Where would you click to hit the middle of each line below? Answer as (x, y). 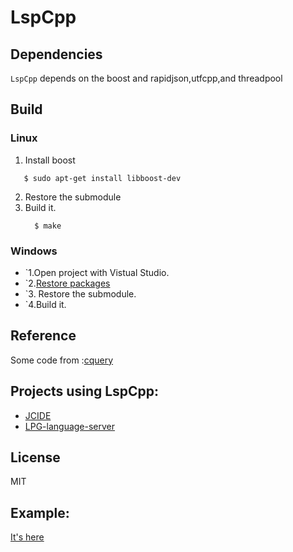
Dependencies (56, 54)
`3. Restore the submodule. (80, 293)
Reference (43, 336)
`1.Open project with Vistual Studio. (97, 272)
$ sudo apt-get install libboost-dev (102, 178)
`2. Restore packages (67, 283)
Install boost (50, 160)
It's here (27, 537)
